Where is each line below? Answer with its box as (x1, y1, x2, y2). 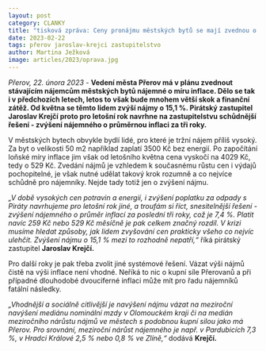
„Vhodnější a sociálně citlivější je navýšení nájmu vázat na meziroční (8, 299, 234, 309)
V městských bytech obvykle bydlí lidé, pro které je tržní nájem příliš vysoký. (8, 135, 257, 145)
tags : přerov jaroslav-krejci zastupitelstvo (8, 41, 161, 49)
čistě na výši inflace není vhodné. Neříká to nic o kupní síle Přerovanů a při (8, 267, 252, 276)
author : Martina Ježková (8, 48, 90, 56)
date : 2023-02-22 (8, 33, 66, 42)
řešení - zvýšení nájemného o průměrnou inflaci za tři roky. (8, 120, 207, 129)
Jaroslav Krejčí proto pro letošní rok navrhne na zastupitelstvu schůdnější (8, 111, 257, 121)
